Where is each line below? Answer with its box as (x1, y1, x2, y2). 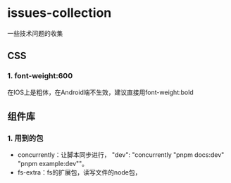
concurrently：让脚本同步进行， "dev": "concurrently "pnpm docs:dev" (17, 151, 225, 159)
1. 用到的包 (7, 133, 44, 143)
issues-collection (7, 5, 112, 21)
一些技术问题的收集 (7, 29, 63, 37)
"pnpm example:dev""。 (17, 160, 89, 168)
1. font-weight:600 (7, 71, 73, 81)
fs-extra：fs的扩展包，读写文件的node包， (17, 168, 142, 177)
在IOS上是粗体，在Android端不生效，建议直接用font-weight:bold (7, 88, 194, 96)
